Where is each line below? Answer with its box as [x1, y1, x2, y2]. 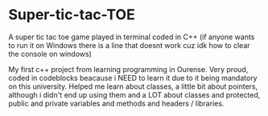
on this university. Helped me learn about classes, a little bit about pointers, [8, 82, 258, 91]
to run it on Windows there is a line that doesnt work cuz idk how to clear [8, 40, 251, 50]
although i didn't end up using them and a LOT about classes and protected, [8, 90, 261, 99]
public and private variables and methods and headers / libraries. [8, 98, 225, 108]
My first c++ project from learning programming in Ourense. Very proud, [8, 64, 249, 74]
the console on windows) [8, 49, 93, 58]
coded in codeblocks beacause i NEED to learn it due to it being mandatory [8, 73, 258, 82]
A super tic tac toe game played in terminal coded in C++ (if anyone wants [8, 32, 255, 42]
